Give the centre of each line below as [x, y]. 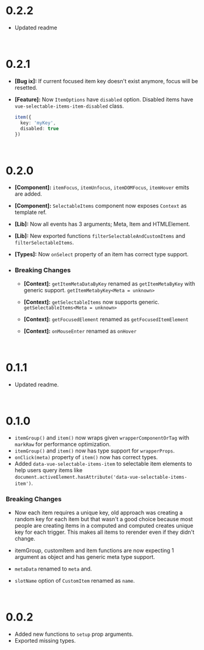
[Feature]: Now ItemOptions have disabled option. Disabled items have [104, 99]
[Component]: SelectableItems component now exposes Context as [100, 206]
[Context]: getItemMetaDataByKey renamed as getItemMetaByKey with [109, 283]
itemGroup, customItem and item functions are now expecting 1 [94, 550]
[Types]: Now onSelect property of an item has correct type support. [101, 254]
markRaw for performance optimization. [63, 445]
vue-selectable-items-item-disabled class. [69, 106]
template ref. [31, 212]
